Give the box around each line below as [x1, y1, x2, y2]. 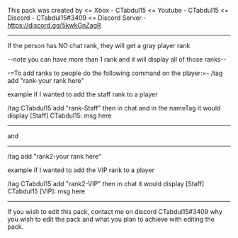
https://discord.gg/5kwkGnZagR [7, 21, 101, 29]
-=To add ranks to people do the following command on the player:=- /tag [7, 69, 223, 77]
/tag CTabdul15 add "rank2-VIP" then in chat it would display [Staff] [7, 180, 205, 188]
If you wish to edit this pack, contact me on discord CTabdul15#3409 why [7, 208, 223, 215]
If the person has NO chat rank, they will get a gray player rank [7, 42, 191, 50]
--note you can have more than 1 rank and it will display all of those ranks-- [7, 55, 227, 63]
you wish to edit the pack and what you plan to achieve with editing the [7, 215, 215, 223]
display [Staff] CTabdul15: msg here [7, 111, 112, 120]
